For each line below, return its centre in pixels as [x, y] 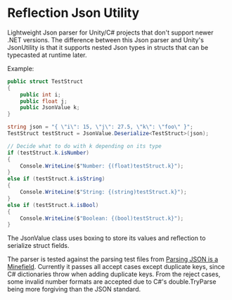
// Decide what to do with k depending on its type [84, 146]
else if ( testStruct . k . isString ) [56, 179]
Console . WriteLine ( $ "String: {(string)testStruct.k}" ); [104, 192]
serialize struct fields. [38, 246]
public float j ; [44, 101]
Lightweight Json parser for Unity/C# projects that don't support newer [110, 32]
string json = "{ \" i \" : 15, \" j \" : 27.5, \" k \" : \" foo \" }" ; [100, 127]
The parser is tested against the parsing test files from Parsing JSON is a [113, 259]
